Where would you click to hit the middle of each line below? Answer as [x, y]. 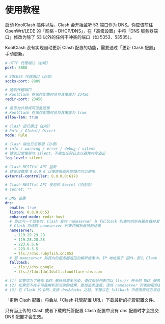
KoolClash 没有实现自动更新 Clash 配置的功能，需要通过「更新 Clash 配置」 [82, 47]
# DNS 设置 [15, 198]
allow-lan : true [22, 117]
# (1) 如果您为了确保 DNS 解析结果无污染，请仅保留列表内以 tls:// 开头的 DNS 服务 [83, 281]
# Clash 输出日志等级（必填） [32, 144]
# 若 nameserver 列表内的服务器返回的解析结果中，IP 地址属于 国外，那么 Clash [83, 258]
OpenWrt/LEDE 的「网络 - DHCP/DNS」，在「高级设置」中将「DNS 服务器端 [82, 31]
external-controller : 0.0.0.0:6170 [41, 176]
